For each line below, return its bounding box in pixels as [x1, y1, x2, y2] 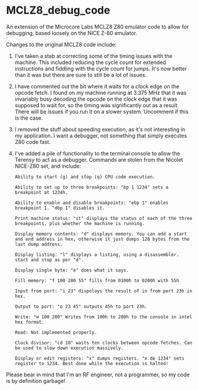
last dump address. [14, 241, 63, 247]
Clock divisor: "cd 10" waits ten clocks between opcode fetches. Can [14, 340, 193, 346]
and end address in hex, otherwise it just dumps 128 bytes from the [14, 236, 190, 242]
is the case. [14, 114, 43, 122]
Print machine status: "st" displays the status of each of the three [14, 215, 193, 221]
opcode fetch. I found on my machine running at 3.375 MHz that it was [14, 89, 187, 96]
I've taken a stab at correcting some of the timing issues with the [14, 52, 173, 59]
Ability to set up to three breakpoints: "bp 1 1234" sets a [14, 184, 169, 190]
